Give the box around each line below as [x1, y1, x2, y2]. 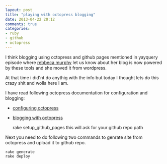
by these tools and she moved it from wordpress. [5, 65, 107, 71]
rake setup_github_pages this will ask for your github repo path [12, 124, 143, 130]
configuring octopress [12, 104, 59, 111]
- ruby [5, 31, 19, 36]
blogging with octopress [12, 115, 63, 121]
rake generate [5, 149, 35, 154]
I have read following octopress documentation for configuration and [5, 89, 148, 96]
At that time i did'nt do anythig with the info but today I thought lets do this [5, 74, 159, 81]
